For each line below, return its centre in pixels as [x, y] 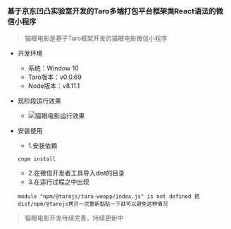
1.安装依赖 [43, 146]
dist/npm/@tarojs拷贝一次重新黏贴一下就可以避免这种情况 [93, 204]
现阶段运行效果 [39, 101]
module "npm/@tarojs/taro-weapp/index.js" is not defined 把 [108, 197]
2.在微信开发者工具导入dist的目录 [76, 173]
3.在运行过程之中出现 [58, 182]
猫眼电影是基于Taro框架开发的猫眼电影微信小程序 [96, 38]
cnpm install [37, 159]
